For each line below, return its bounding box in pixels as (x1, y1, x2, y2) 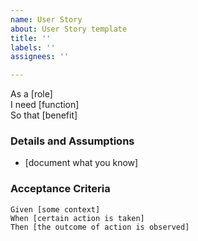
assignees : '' (10, 52, 70, 62)
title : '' (10, 33, 52, 43)
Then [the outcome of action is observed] (10, 222, 190, 232)
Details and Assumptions (10, 134, 135, 148)
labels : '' (10, 42, 56, 53)
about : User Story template (10, 24, 128, 34)
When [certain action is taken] (10, 213, 145, 223)
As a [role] (10, 88, 53, 100)
